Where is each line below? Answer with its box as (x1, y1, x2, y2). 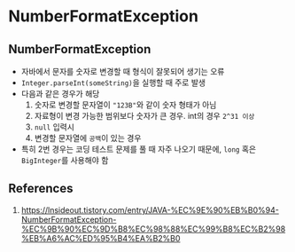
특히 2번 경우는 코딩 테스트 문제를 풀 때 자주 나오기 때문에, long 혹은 (20, 144, 257, 154)
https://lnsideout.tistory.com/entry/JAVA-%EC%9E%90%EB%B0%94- (20, 204, 280, 215)
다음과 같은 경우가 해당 (20, 89, 100, 98)
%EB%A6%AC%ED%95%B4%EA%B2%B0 (20, 232, 181, 243)
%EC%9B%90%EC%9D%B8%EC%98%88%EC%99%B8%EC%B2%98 (20, 224, 286, 234)
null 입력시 (34, 122, 74, 132)
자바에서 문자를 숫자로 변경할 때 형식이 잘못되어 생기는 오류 (20, 67, 225, 76)
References (8, 181, 74, 196)
